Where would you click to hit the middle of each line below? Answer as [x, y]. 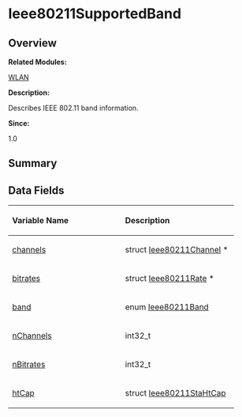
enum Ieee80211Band [167, 307]
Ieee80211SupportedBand [95, 14]
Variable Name [41, 221]
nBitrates [29, 365]
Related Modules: [37, 62]
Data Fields [36, 190]
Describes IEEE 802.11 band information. [74, 108]
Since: [19, 123]
